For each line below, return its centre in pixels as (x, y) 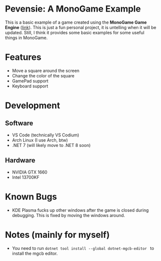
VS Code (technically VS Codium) (45, 135)
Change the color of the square (43, 75)
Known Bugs (31, 196)
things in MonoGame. (26, 38)
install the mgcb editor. (35, 253)
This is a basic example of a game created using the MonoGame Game (76, 22)
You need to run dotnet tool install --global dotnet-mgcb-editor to (83, 248)
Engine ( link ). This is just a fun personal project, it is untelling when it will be (81, 27)
